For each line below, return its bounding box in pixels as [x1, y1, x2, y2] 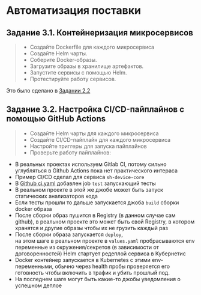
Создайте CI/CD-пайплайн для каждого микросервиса [29, 136, 171, 143]
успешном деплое [14, 282, 62, 289]
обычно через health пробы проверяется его [55, 263, 170, 270]
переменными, [14, 263, 54, 270]
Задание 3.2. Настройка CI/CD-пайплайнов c [6, 105, 185, 115]
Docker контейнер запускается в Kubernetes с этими [14, 256, 151, 263]
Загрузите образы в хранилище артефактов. [29, 62, 144, 70]
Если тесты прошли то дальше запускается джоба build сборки [14, 199, 179, 206]
